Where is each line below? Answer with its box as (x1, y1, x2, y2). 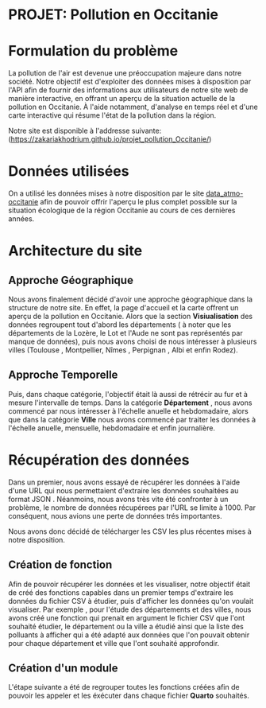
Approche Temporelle (8, 368, 118, 382)
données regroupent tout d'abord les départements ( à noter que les (8, 320, 232, 329)
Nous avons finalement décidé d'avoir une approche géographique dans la (8, 294, 253, 304)
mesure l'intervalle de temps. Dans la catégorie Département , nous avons (8, 398, 253, 407)
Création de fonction (8, 558, 113, 572)
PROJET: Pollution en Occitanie (8, 6, 219, 24)
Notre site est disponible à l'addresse (8, 126, 130, 136)
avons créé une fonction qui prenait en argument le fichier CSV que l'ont (8, 613, 245, 622)
